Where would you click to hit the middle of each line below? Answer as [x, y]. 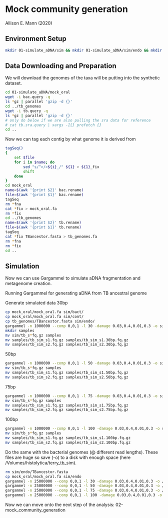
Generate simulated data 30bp [36, 303]
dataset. [14, 83]
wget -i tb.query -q [27, 111]
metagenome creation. [28, 283]
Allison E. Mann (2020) [29, 23]
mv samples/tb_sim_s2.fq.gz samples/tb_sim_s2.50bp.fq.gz [67, 377]
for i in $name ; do [34, 162]
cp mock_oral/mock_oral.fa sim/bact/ [44, 312]
